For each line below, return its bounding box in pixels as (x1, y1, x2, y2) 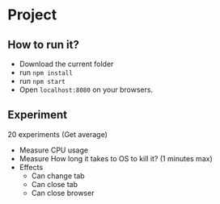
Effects (19, 162, 44, 172)
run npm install (19, 68, 74, 77)
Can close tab (31, 179, 78, 189)
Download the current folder (19, 59, 114, 69)
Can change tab (31, 171, 86, 181)
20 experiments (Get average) (7, 129, 108, 139)
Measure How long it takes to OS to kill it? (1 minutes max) (19, 153, 213, 163)
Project (7, 6, 57, 24)
